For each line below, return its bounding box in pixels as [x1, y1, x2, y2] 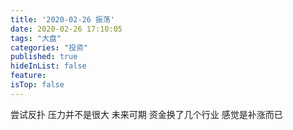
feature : [10, 71, 47, 81]
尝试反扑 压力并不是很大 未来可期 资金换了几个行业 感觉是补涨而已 [10, 108, 283, 120]
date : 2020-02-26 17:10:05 [10, 24, 123, 34]
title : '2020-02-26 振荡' [10, 14, 115, 25]
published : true [10, 52, 78, 62]
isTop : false [10, 80, 65, 90]
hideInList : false [10, 61, 87, 71]
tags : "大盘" [10, 33, 62, 43]
